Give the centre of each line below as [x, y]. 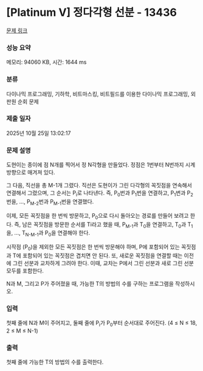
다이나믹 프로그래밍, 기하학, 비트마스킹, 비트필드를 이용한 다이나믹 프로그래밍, [98, 94]
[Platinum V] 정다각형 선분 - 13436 [92, 12]
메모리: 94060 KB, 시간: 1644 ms [46, 62]
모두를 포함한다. [25, 271]
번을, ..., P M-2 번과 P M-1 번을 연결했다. [50, 202]
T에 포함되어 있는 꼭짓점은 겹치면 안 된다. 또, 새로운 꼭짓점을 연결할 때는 [98, 255]
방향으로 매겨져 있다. [31, 172]
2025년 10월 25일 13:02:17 [39, 133]
